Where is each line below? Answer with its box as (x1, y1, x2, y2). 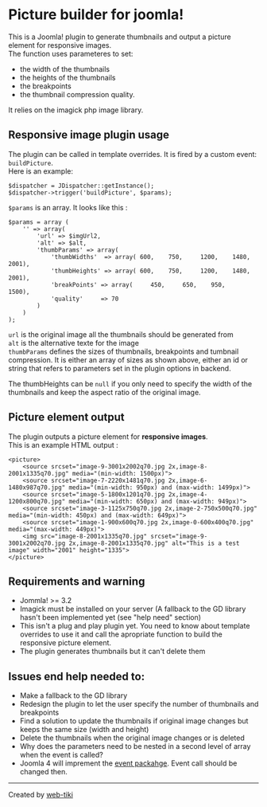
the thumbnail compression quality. (19, 89, 135, 99)
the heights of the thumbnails (19, 72, 116, 82)
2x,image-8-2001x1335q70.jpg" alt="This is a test (68, 539, 240, 547)
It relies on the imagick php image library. (8, 105, 144, 115)
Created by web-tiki (8, 790, 74, 800)
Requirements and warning (8, 574, 145, 588)
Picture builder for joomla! (8, 6, 184, 24)
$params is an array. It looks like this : (8, 202, 128, 212)
